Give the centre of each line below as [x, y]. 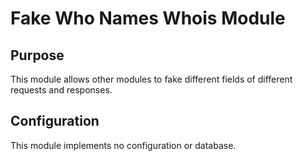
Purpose [37, 55]
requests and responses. [61, 90]
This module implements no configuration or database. [123, 145]
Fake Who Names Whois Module [148, 18]
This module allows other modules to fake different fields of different [151, 79]
